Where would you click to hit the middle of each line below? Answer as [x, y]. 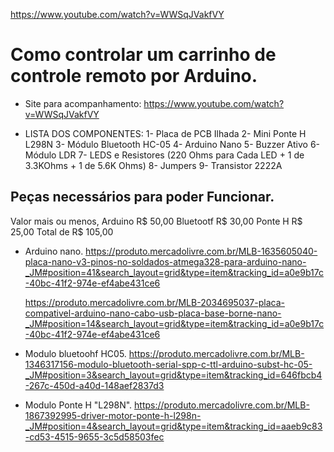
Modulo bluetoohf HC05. [75, 353]
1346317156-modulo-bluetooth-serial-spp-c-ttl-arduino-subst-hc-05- [168, 364]
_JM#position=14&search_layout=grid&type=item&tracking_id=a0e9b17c [174, 323]
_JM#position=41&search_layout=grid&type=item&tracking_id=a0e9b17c [174, 272]
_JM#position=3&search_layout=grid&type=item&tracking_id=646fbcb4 [173, 375]
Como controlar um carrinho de [143, 55]
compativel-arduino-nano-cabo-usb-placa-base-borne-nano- [153, 313]
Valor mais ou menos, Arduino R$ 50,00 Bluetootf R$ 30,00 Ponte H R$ [156, 221]
